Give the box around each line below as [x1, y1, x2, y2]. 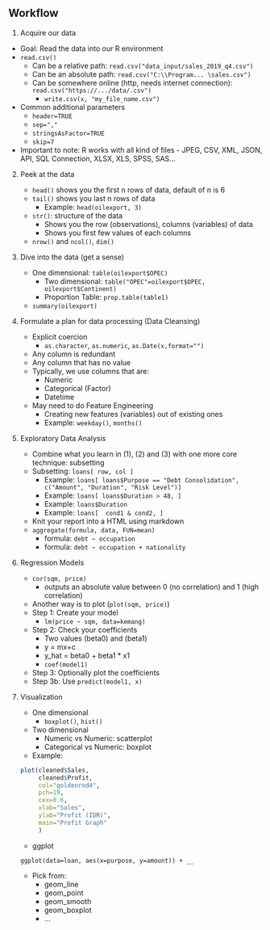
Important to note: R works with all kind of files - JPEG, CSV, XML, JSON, [19, 145, 263, 154]
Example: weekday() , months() [44, 418, 143, 427]
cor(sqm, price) [31, 574, 87, 583]
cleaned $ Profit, [38, 773, 93, 782]
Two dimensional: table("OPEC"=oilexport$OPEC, [44, 276, 206, 286]
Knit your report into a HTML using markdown [31, 516, 185, 526]
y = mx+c [44, 642, 77, 651]
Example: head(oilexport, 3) [44, 202, 143, 212]
